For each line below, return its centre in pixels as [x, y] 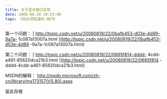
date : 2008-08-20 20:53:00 [33, 14]
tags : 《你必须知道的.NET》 [30, 19]
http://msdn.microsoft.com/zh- [69, 76]
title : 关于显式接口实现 [28, 10]
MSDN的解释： [21, 76]
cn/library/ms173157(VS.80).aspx [39, 81]
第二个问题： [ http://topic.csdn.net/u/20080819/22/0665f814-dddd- [76, 54]
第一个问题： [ [20, 34]
